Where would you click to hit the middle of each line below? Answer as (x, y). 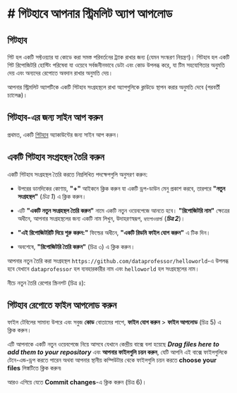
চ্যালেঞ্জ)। (18, 95)
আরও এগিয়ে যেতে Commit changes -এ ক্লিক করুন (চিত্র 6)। (77, 382)
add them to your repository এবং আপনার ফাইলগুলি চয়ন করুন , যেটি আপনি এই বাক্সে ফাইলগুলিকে (117, 352)
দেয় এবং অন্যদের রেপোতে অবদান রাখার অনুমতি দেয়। (60, 73)
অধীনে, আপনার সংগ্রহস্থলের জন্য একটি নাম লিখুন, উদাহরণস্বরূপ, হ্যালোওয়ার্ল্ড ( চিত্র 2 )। (101, 218)
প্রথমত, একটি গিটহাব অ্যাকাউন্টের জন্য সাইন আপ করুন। (63, 134)
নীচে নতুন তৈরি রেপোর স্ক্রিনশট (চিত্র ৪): (47, 283)
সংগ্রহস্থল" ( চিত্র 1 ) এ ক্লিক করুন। (52, 196)
